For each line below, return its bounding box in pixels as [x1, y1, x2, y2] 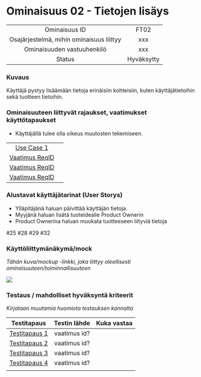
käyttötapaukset [6, 116, 56, 125]
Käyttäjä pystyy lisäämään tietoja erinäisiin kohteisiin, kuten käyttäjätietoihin [6, 87, 195, 94]
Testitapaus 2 [9, 339, 48, 347]
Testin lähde [53, 319, 91, 327]
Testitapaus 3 [9, 349, 48, 358]
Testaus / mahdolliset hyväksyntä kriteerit [6, 291, 133, 300]
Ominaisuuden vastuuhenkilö [24, 45, 107, 53]
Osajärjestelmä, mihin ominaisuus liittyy [9, 35, 122, 44]
